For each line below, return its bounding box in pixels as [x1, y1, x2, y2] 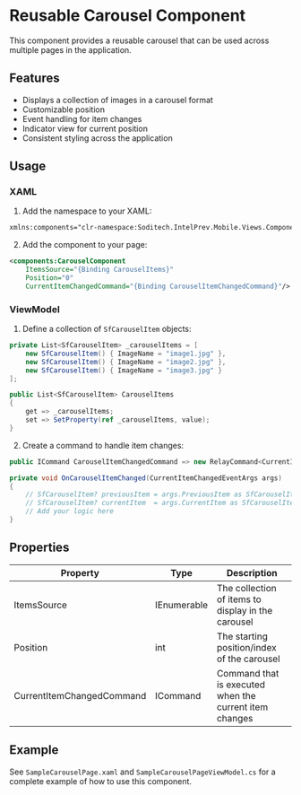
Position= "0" [25, 274, 74, 283]
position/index [216, 641, 277, 653]
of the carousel [216, 652, 280, 665]
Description [226, 566, 278, 579]
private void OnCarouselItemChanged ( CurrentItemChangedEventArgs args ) [9, 473, 282, 483]
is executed [216, 678, 266, 691]
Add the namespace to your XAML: [21, 205, 152, 216]
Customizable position [21, 104, 106, 115]
